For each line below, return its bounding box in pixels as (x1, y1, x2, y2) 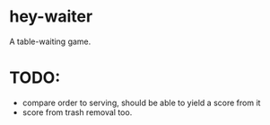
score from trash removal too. (22, 106, 133, 118)
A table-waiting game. (9, 36, 91, 47)
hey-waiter (9, 6, 93, 27)
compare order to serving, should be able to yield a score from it (22, 97, 261, 108)
